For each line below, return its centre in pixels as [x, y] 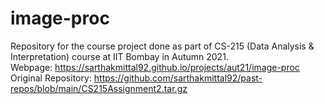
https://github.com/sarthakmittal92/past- [178, 78]
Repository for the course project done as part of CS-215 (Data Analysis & [162, 46]
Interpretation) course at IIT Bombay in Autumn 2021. [119, 56]
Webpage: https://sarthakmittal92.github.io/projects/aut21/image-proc [155, 67]
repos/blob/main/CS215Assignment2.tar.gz [99, 88]
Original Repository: [51, 78]
